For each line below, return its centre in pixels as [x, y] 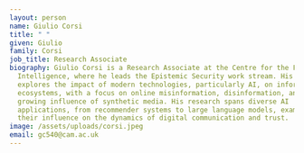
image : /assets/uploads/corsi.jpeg [76, 127]
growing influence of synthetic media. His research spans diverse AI [153, 101]
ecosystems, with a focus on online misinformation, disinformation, [151, 93]
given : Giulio [36, 43]
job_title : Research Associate [68, 59]
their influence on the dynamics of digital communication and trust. [153, 118]
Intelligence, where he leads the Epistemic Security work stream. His [156, 76]
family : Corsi [36, 51]
